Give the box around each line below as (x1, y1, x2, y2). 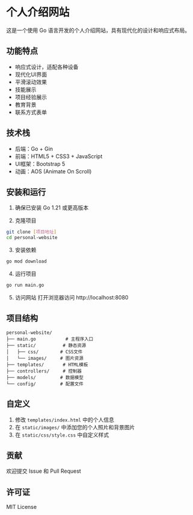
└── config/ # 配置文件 (6, 381, 84, 387)
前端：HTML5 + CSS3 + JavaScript (14, 152, 103, 160)
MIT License (6, 504, 37, 511)
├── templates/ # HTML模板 (6, 362, 88, 368)
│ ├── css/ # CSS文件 (6, 348, 83, 355)
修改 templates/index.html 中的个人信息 (14, 416, 114, 423)
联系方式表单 (14, 108, 47, 115)
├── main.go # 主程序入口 (6, 336, 94, 342)
